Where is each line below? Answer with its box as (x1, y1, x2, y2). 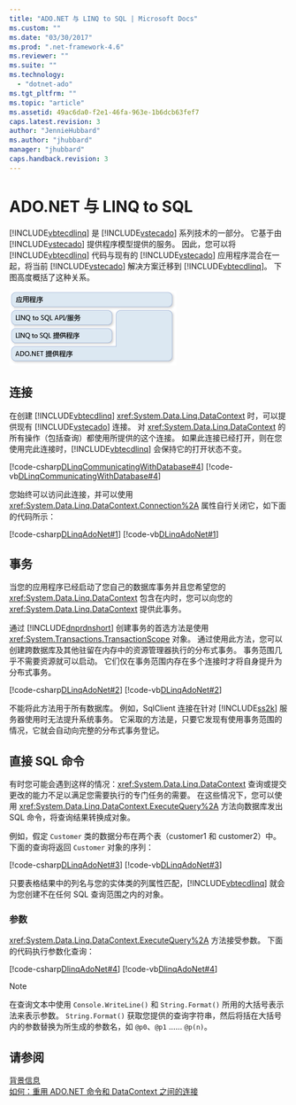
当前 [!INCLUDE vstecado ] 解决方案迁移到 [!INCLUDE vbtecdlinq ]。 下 (32, 261, 283, 271)
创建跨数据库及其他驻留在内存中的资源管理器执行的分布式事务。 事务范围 (9, 645, 275, 656)
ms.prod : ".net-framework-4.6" (9, 43, 125, 51)
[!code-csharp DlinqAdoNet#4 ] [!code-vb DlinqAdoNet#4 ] (9, 964, 218, 975)
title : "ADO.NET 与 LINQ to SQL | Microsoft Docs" (9, 14, 199, 23)
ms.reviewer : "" (9, 51, 69, 61)
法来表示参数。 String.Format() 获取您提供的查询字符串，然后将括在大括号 (9, 1010, 283, 1021)
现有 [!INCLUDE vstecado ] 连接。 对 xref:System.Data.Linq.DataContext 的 (16, 421, 286, 432)
